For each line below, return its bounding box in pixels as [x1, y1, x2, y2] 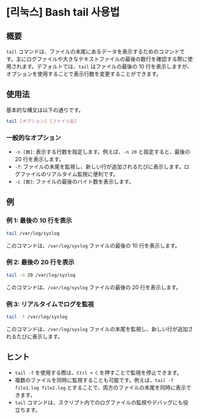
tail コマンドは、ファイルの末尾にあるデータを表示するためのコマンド [6, 48, 180, 55]
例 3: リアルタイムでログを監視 [6, 300, 94, 308]
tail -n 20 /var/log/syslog [6, 272, 76, 278]
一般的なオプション [6, 134, 61, 142]
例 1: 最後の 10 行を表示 [6, 216, 72, 225]
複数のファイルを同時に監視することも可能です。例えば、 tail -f [14, 376, 174, 383]
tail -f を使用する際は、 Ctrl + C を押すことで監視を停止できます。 [14, 369, 182, 376]
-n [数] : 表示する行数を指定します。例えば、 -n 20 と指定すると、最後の [14, 148, 191, 155]
